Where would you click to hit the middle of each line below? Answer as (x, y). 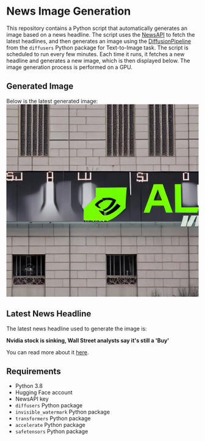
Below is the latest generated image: (52, 101)
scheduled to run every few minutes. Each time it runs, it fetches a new (95, 54)
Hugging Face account (44, 393)
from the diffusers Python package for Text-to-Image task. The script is (98, 48)
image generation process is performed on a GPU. (70, 67)
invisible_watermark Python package (63, 412)
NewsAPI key (32, 399)
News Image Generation (69, 11)
